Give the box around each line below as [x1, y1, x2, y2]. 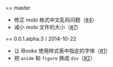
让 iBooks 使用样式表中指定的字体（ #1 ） [13, 47, 111, 54]
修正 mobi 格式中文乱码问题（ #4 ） [13, 16, 98, 23]
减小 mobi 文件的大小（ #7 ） [13, 24, 82, 30]
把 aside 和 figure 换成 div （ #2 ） [13, 55, 96, 61]
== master [5, 5, 30, 11]
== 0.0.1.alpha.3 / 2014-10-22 [5, 36, 77, 42]
